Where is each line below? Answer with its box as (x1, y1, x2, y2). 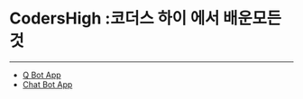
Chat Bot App (22, 78, 73, 90)
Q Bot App (22, 69, 61, 80)
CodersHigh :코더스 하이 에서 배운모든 (9, 8, 282, 29)
